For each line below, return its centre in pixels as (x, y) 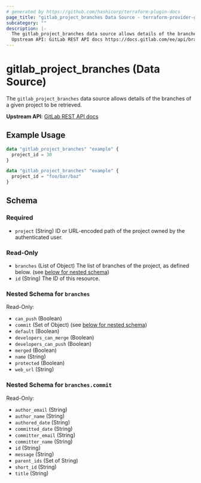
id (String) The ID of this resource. (57, 278)
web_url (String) (34, 369)
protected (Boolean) (40, 363)
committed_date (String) (44, 429)
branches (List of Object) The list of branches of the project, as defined (102, 265)
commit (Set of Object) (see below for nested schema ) (81, 325)
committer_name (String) (44, 441)
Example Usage (36, 135)
